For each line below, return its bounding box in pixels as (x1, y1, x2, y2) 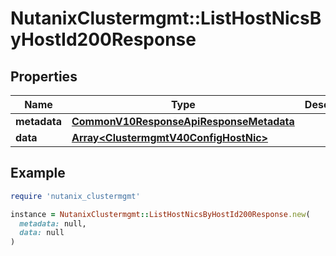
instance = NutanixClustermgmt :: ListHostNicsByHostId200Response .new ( (10, 209, 311, 219)
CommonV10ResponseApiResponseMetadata (71, 115, 295, 128)
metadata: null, (19, 218, 87, 229)
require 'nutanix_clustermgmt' (10, 191, 141, 201)
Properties (10, 68, 78, 85)
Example (10, 165, 66, 182)
